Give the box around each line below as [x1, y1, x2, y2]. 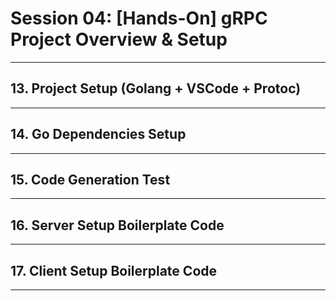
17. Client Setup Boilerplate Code [10, 262, 218, 279]
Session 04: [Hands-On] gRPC [10, 7, 268, 30]
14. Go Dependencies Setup [10, 126, 187, 143]
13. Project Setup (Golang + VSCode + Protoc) [10, 80, 302, 97]
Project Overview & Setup [10, 28, 228, 51]
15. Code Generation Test [10, 171, 171, 188]
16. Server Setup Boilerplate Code [10, 217, 225, 234]
